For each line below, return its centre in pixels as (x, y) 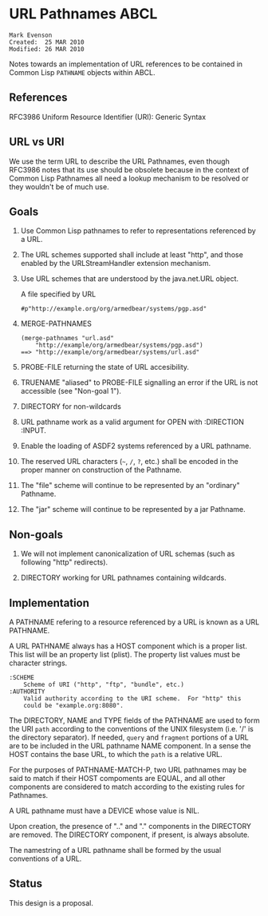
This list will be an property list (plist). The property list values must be (125, 654)
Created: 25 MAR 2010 (47, 42)
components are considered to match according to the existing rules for (127, 787)
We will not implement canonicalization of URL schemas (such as (128, 554)
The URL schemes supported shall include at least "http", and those (132, 255)
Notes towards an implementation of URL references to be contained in (126, 64)
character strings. (38, 663)
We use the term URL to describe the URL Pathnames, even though (119, 161)
